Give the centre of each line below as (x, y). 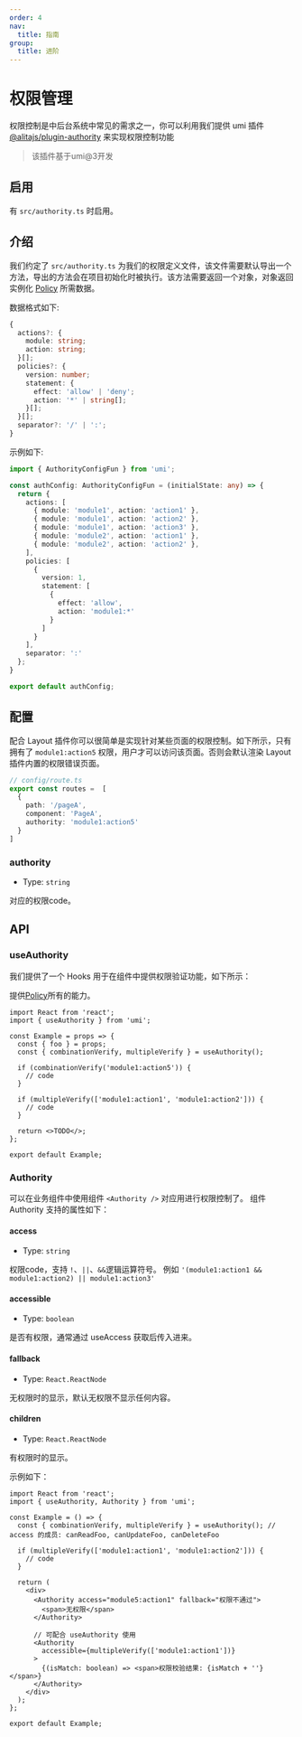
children (25, 1419)
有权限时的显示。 (41, 1457)
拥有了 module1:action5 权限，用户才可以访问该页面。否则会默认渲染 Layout (150, 752)
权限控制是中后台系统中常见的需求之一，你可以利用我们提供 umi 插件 (137, 126)
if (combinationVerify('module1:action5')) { (105, 1067)
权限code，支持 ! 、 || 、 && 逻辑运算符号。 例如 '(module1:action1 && (136, 1270)
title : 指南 (39, 34)
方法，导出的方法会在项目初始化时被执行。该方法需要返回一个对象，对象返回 (151, 277)
